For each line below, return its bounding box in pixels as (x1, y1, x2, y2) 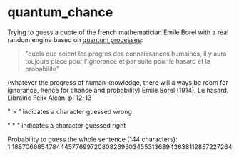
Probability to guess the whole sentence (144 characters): (7, 135, 178, 143)
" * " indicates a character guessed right (7, 121, 126, 129)
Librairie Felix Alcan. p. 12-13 (7, 93, 92, 102)
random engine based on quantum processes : (7, 35, 143, 44)
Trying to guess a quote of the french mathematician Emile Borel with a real (7, 28, 229, 36)
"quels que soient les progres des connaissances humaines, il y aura (24, 49, 227, 58)
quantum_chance (7, 4, 113, 21)
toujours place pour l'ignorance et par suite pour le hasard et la (24, 56, 210, 65)
